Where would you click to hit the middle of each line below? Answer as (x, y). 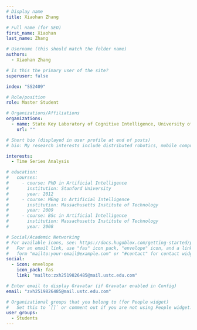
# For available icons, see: (42, 243)
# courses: (22, 178)
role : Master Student (33, 103)
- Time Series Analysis (40, 162)
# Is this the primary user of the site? (57, 70)
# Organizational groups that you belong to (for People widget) (87, 302)
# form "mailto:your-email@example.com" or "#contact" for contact (93, 254)
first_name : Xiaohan (31, 33)
